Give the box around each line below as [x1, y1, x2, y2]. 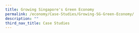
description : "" [5, 16, 39, 21]
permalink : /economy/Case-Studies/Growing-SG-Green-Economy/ [5, 12, 135, 16]
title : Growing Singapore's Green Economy [5, 7, 94, 12]
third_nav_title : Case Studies [5, 20, 70, 26]
